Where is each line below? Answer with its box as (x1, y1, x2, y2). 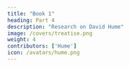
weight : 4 (7, 36, 37, 43)
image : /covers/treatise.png (7, 29, 93, 37)
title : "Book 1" (7, 10, 55, 17)
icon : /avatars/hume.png (7, 50, 80, 57)
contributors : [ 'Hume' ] (7, 43, 77, 50)
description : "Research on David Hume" (7, 23, 124, 30)
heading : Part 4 (7, 17, 55, 24)
